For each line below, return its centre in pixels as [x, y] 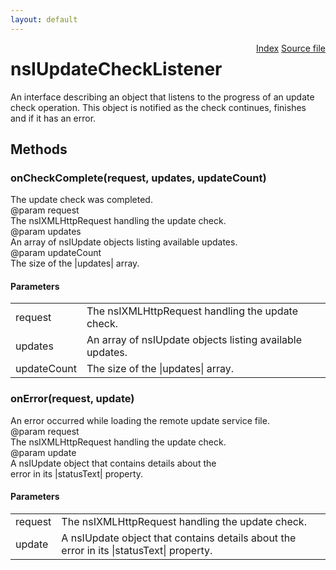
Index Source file [291, 48]
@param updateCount [56, 253]
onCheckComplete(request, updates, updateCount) [138, 178]
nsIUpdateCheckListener [116, 68]
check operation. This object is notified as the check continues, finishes [158, 107]
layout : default [44, 19]
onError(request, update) [72, 399]
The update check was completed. [81, 200]
